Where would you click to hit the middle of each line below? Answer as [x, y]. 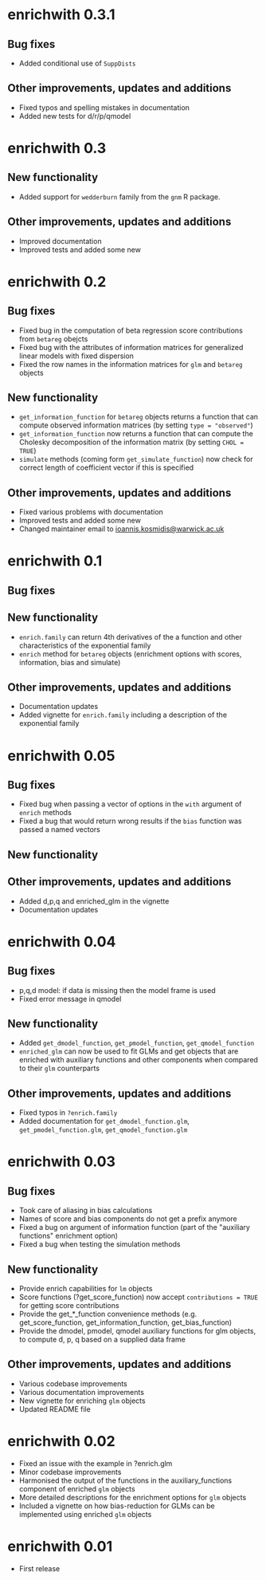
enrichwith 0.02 [62, 1442]
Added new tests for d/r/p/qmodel [75, 116]
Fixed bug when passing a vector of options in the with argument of [130, 804]
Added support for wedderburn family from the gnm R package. [119, 196]
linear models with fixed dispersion [76, 356]
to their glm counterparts [59, 1068]
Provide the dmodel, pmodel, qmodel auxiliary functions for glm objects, [137, 1331]
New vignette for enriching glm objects [82, 1401]
